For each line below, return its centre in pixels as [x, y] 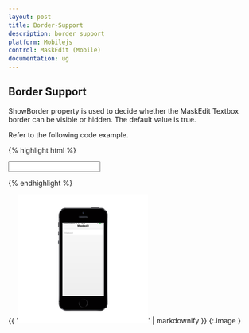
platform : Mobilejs [41, 42]
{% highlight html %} [43, 150]
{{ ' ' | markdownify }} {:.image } [124, 320]
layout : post [30, 17]
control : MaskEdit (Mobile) [55, 50]
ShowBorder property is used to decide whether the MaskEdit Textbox [124, 110]
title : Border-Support [46, 25]
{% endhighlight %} [41, 183]
